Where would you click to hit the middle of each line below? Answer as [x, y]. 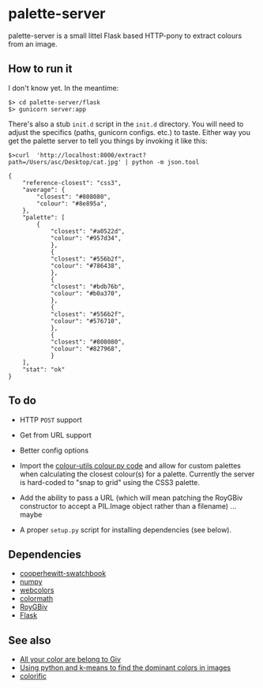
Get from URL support [56, 434]
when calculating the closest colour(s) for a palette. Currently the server [137, 474]
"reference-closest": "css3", [72, 182]
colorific [33, 676]
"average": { [44, 190]
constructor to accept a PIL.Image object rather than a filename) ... [128, 506]
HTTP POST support [51, 419]
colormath [36, 599]
